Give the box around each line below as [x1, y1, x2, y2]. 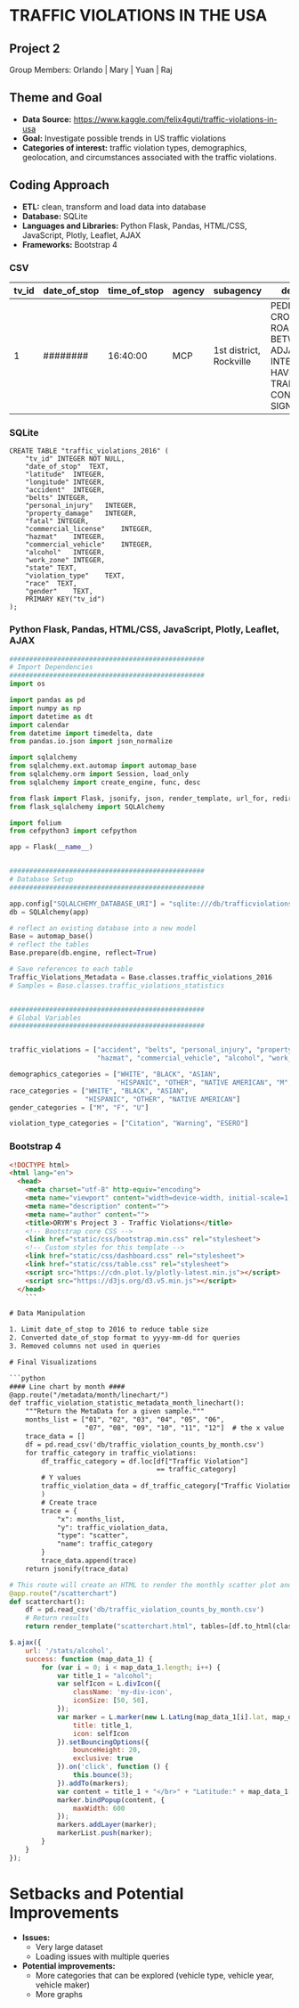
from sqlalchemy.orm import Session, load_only [9, 770, 190, 779]
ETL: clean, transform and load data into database [21, 201, 206, 212]
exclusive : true [72, 1754, 133, 1763]
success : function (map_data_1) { [25, 1654, 153, 1663]
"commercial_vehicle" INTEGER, [25, 540, 153, 549]
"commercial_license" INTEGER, [25, 525, 153, 534]
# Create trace [41, 1498, 98, 1507]
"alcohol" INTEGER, [25, 548, 105, 557]
